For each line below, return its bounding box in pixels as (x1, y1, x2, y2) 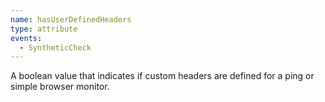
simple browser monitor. (10, 81, 110, 93)
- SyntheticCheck (19, 42, 92, 53)
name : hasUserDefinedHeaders (10, 14, 132, 25)
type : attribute (10, 24, 78, 34)
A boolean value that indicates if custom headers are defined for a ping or (10, 70, 315, 82)
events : (10, 33, 43, 43)
